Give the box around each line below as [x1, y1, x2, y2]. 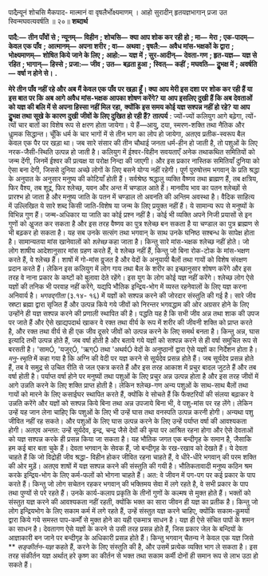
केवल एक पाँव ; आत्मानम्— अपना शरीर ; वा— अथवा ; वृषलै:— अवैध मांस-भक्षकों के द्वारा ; [8, 41, 235, 51]
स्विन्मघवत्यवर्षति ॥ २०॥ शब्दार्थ [8, 17, 89, 26]
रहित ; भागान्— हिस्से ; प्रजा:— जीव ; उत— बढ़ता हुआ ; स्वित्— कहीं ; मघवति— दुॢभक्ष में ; [8, 60, 238, 69]
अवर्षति [238, 60, 258, 69]
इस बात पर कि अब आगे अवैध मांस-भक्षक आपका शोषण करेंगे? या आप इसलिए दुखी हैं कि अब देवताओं [8, 93, 253, 103]
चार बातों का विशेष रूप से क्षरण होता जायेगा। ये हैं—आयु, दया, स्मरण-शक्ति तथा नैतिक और [18, 120, 245, 129]
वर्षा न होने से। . [17, 69, 57, 77]
